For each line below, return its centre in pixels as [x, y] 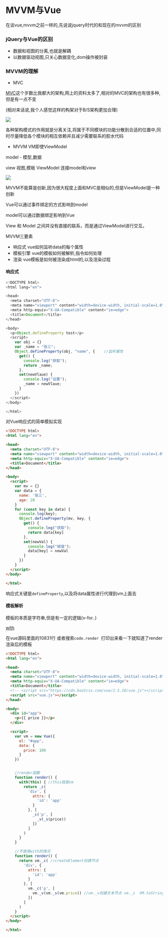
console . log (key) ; [38, 514]
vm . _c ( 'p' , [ [41, 889]
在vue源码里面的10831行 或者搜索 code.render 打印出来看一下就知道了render [84, 638]
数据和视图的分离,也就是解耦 [42, 51]
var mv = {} [27, 486]
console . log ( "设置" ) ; [45, 379]
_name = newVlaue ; [43, 384]
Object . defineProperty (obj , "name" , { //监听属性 [69, 352]
